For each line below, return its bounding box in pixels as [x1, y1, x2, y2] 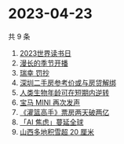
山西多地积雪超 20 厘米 [19, 127, 95, 136]
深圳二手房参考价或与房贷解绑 [19, 78, 116, 87]
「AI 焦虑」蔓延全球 [19, 117, 84, 127]
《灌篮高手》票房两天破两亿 [19, 107, 110, 116]
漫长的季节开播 [19, 58, 68, 68]
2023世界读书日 [19, 48, 72, 57]
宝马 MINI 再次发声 [19, 98, 81, 107]
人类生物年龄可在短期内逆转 [19, 87, 110, 97]
